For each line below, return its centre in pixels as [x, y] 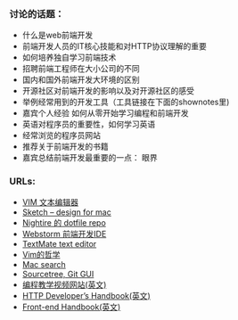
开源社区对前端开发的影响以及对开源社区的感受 [108, 91]
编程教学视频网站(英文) [64, 284]
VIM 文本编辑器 [50, 201]
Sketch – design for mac [66, 212]
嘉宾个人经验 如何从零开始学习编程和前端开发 [105, 113]
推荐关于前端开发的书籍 [65, 147]
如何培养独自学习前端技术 [69, 57]
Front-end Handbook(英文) [71, 307]
